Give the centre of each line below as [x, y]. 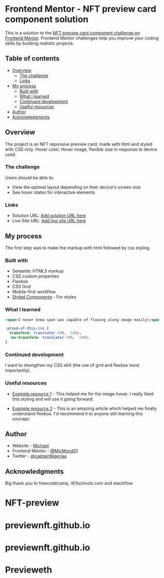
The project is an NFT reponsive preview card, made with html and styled [79, 144]
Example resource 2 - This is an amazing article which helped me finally [84, 408]
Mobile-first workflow [34, 292]
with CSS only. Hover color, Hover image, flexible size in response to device [81, 149]
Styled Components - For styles [44, 297]
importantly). [18, 370]
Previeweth [29, 570]
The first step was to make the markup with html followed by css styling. [78, 248]
